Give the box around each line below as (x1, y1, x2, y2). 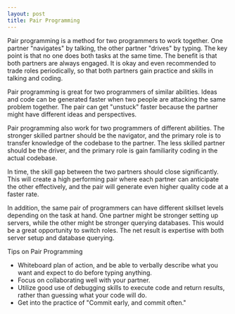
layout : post (7, 10, 46, 18)
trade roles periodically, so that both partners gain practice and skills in (7, 66, 213, 75)
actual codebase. (7, 153, 58, 162)
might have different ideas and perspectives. (7, 110, 137, 119)
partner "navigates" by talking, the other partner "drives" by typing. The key (7, 44, 228, 52)
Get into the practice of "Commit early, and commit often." (17, 298, 186, 307)
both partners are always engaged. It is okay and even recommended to (7, 59, 217, 67)
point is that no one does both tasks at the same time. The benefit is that (7, 51, 217, 60)
